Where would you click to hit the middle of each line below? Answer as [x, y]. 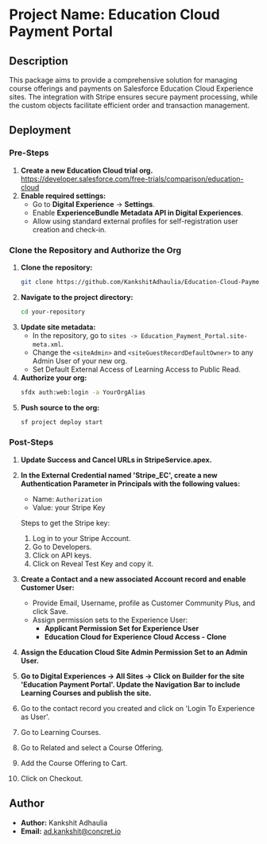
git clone [37, 282]
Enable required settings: [63, 196]
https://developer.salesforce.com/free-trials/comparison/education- [132, 179]
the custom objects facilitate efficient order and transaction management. [129, 105]
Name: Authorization [67, 499]
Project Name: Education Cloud [115, 15]
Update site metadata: [58, 327]
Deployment [40, 130]
